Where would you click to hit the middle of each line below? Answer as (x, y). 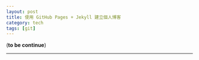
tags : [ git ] (21, 28)
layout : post (22, 12)
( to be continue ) (26, 45)
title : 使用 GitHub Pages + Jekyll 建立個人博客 (64, 17)
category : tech (25, 23)
